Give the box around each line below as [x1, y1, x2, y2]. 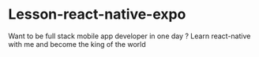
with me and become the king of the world [8, 39, 146, 48]
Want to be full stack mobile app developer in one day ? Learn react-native [8, 31, 251, 41]
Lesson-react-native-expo [8, 5, 186, 23]
